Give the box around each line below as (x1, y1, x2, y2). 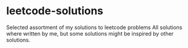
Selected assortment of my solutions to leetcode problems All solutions (6, 24, 183, 31)
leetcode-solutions (6, 4, 104, 18)
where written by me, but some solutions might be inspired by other (6, 30, 174, 37)
